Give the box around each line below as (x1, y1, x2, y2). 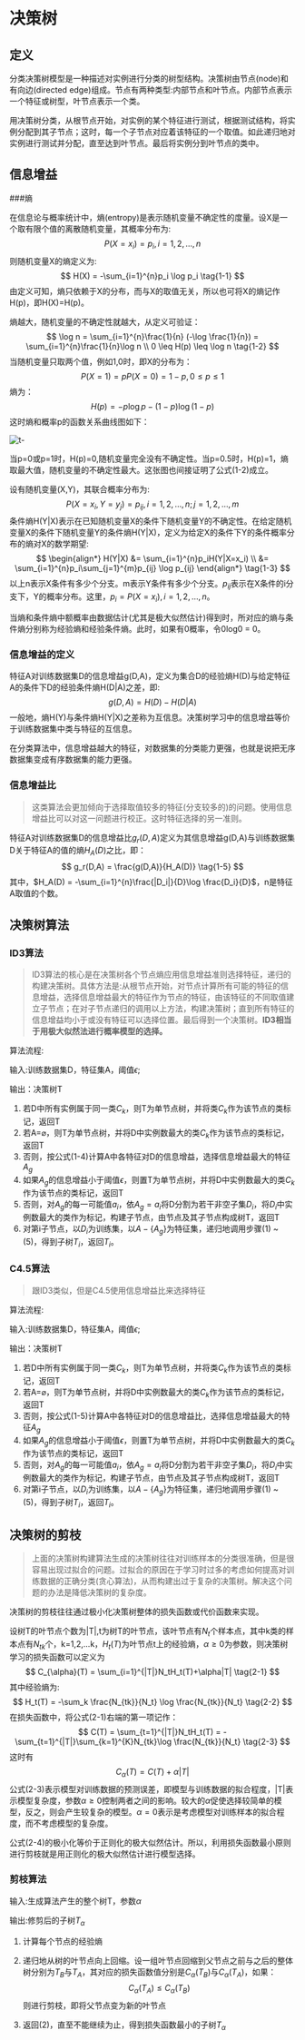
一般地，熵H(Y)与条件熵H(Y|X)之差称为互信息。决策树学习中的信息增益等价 (9, 712, 290, 723)
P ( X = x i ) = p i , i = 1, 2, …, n (103, 238, 202, 251)
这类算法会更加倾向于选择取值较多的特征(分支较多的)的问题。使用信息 (31, 801, 293, 813)
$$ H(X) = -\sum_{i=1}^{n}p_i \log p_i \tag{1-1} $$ (60, 270, 245, 281)
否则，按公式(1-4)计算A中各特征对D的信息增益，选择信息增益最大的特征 (22, 1151, 290, 1162)
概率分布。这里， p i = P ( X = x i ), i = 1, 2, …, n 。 (46, 591, 215, 604)
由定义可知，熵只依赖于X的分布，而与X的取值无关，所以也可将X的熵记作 (9, 285, 280, 296)
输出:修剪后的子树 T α (9, 1915, 85, 1927)
